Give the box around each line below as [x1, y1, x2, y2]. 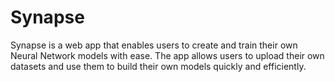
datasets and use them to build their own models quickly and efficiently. [10, 60, 307, 72]
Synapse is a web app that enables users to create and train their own [10, 39, 298, 51]
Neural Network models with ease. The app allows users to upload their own [10, 49, 325, 61]
